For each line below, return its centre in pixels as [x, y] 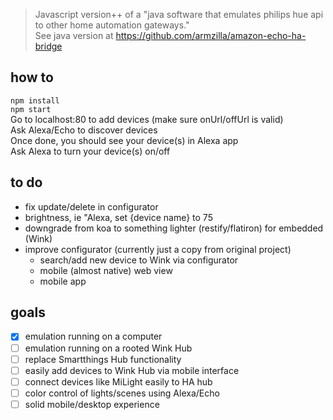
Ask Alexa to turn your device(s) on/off [90, 151]
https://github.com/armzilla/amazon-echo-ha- [211, 35]
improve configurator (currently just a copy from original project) [158, 249]
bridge [48, 46]
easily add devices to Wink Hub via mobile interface [132, 370]
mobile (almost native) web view [106, 270]
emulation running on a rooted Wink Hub [108, 348]
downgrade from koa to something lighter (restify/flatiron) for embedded [174, 228]
